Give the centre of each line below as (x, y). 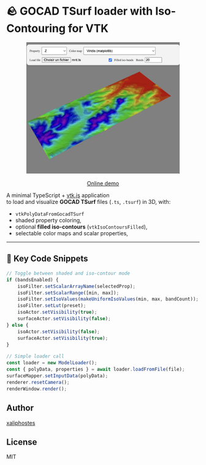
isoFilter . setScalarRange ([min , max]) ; (68, 293)
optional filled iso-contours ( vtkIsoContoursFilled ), (81, 227)
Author (20, 408)
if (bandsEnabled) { (33, 279)
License (22, 442)
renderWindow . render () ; (37, 389)
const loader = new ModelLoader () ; (52, 363)
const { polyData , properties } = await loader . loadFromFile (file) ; (96, 369)
